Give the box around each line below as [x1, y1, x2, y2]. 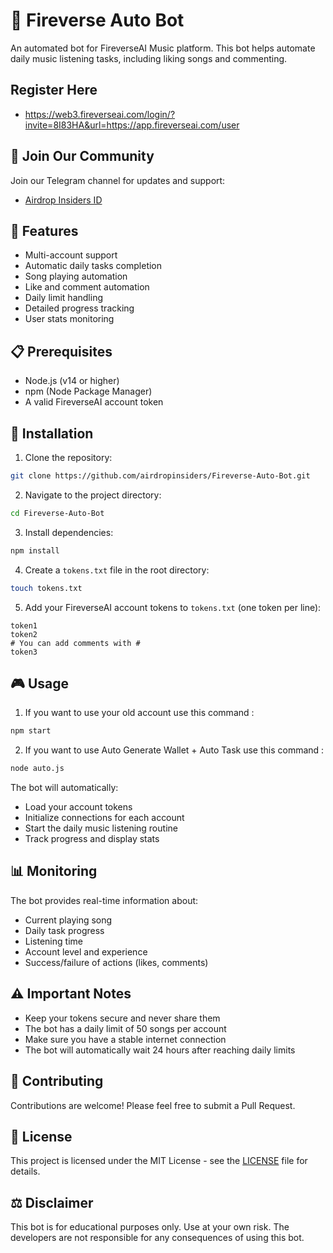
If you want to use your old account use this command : [24, 707, 255, 719]
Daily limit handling [24, 292, 103, 304]
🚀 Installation [10, 425, 94, 442]
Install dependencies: [24, 526, 114, 538]
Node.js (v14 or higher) [24, 375, 120, 387]
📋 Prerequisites [10, 343, 113, 360]
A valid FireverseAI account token [24, 396, 164, 408]
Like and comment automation [24, 281, 150, 293]
